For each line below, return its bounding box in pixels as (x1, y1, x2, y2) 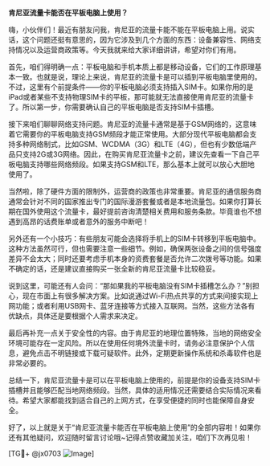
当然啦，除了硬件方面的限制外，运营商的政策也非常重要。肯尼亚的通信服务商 (8, 186, 262, 196)
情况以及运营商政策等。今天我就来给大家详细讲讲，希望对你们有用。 (14, 45, 241, 55)
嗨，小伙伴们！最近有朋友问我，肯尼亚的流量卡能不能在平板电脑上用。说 (8, 25, 247, 35)
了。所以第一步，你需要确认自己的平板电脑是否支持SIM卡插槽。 (8, 102, 219, 112)
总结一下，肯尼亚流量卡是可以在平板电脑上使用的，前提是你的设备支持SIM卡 (8, 375, 261, 385)
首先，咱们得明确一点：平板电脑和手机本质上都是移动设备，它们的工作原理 (8, 62, 255, 72)
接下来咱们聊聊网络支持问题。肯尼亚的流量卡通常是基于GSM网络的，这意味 (8, 120, 257, 129)
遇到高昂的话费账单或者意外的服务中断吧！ (8, 217, 149, 226)
